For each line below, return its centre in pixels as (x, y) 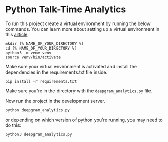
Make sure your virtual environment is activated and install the (71, 66)
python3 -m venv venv (29, 53)
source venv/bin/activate (33, 57)
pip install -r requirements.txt (41, 81)
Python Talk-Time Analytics (66, 9)
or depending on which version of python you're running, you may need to (84, 120)
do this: (13, 125)
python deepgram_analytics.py (38, 110)
